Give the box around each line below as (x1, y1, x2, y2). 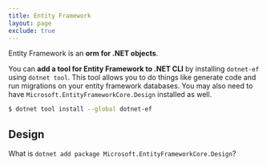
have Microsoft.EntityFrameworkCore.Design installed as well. (8, 90, 212, 99)
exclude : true (8, 26, 56, 34)
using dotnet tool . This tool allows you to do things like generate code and (8, 73, 257, 83)
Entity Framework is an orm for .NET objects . (8, 49, 159, 59)
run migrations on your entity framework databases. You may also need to (8, 81, 253, 91)
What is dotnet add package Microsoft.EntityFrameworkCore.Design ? (8, 149, 237, 159)
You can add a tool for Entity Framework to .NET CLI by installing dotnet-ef (8, 64, 260, 74)
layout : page (8, 19, 52, 27)
